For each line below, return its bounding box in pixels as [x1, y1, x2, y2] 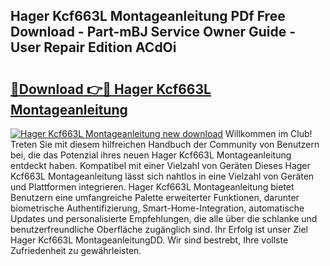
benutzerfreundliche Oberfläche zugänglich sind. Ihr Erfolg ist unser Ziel [10, 224, 308, 235]
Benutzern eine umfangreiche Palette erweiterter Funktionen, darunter [10, 192, 300, 203]
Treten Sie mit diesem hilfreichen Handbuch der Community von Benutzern [10, 139, 320, 150]
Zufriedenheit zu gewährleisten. [10, 245, 142, 256]
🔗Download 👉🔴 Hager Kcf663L [10, 80, 212, 98]
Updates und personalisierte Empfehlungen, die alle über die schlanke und [10, 213, 318, 224]
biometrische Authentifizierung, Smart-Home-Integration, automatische [10, 202, 305, 214]
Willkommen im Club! [224, 128, 313, 139]
